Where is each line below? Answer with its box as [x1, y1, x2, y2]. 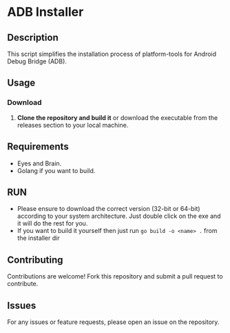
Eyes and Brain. [17, 159, 62, 168]
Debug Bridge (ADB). [7, 57, 67, 65]
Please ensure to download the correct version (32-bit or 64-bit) [17, 205, 201, 213]
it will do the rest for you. [17, 219, 88, 228]
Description [7, 32, 59, 43]
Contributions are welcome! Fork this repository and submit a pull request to [7, 272, 223, 281]
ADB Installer [7, 4, 84, 20]
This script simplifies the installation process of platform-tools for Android [7, 50, 217, 58]
